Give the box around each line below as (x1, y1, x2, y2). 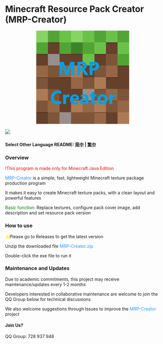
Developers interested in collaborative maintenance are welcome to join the (5, 291, 158, 297)
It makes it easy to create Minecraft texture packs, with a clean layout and (5, 190, 155, 196)
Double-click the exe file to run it (5, 253, 71, 258)
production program (5, 180, 46, 186)
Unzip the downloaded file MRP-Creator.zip (5, 243, 94, 249)
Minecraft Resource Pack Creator (5, 3, 144, 15)
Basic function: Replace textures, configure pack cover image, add (5, 205, 140, 211)
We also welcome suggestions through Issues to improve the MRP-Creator (5, 305, 157, 312)
